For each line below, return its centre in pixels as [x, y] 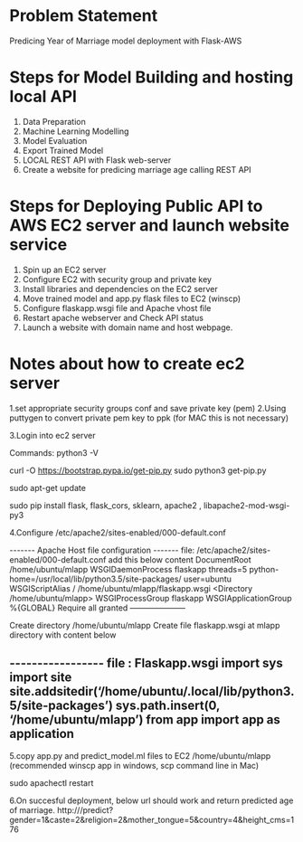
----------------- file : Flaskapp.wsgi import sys [146, 663]
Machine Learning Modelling [76, 131]
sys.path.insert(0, [167, 706]
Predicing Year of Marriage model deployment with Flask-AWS [126, 41]
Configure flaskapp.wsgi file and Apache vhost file [117, 307]
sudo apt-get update [47, 487]
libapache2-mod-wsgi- [246, 505]
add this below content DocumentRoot [180, 559]
